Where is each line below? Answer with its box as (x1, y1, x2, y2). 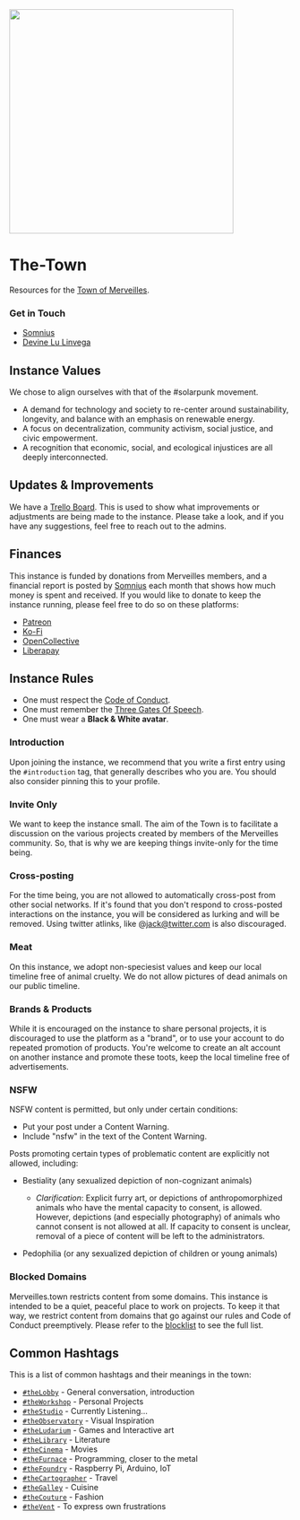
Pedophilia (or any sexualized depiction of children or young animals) (21, 1248, 278, 1259)
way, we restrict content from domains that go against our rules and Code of (9, 1310, 291, 1321)
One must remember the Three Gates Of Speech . (21, 704, 204, 715)
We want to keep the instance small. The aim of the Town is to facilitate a (9, 818, 279, 829)
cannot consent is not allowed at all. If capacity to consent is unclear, (35, 1221, 291, 1232)
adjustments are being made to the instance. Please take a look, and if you (9, 511, 284, 521)
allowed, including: (9, 1157, 79, 1169)
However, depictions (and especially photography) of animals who (35, 1211, 280, 1223)
